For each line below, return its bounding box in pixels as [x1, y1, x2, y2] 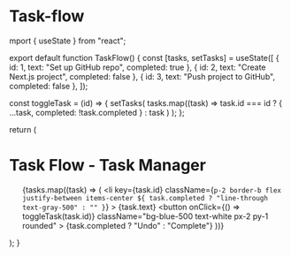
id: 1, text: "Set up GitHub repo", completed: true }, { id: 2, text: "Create [9, 62, 266, 72]
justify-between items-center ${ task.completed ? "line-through [21, 193, 268, 202]
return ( [9, 124, 37, 134]
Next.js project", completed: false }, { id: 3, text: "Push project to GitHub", [9, 71, 276, 81]
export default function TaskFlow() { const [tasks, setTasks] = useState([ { [9, 52, 280, 63]
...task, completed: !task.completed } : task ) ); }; [9, 107, 186, 117]
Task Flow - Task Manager [9, 155, 206, 176]
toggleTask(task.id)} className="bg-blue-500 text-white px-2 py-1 [21, 210, 269, 222]
